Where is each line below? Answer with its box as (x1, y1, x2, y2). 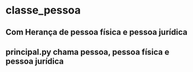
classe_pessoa (5, 4, 81, 17)
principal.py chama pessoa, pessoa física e (5, 47, 170, 57)
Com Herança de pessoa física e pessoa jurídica (5, 27, 188, 37)
